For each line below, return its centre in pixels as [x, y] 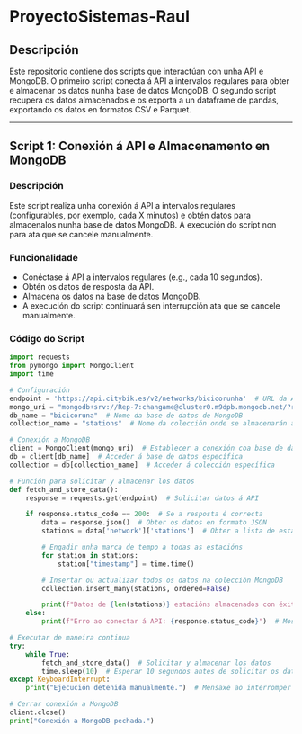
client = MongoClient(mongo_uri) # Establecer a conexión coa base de [146, 448]
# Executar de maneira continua [70, 638]
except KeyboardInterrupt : [60, 680]
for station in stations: [90, 555]
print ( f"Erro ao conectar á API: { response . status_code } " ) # [160, 622]
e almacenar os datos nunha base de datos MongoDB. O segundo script [143, 90]
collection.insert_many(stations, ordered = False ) [136, 588]
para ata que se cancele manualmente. [81, 234]
